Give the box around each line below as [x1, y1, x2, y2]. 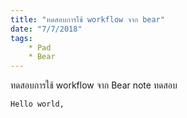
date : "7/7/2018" [10, 24, 83, 34]
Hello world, [10, 99, 65, 110]
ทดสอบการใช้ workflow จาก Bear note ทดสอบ [10, 79, 178, 91]
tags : [10, 33, 33, 43]
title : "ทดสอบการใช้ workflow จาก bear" [10, 14, 165, 25]
